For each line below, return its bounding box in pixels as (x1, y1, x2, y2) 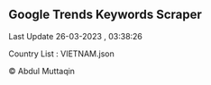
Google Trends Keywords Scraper (8, 7, 202, 22)
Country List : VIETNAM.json (8, 48, 115, 59)
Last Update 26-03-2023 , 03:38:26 (8, 30, 143, 41)
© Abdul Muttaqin (8, 65, 76, 76)
